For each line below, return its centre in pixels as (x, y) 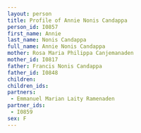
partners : (22, 92)
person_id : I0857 (33, 27)
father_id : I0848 (33, 72)
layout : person (30, 14)
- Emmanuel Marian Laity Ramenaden (62, 99)
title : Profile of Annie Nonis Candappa (68, 20)
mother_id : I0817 (33, 60)
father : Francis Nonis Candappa (55, 66)
